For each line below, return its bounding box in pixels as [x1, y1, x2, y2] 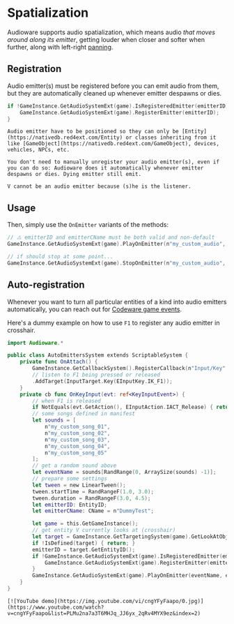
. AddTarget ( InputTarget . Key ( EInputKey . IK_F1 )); [32, 378, 173, 385]
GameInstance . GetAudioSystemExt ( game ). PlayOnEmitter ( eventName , [32, 572, 223, 579]
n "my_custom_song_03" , [44, 436, 111, 443]
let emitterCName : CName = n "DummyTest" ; [32, 507, 155, 514]
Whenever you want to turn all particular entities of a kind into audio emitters [7, 297, 227, 306]
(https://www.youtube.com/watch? [7, 604, 104, 611]
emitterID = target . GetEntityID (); [32, 546, 136, 553]
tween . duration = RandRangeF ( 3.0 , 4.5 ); [32, 494, 151, 502]
